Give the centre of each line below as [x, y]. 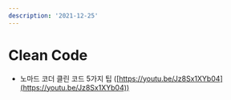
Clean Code [48, 55]
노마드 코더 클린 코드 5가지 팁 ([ [69, 78]
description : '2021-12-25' [53, 16]
